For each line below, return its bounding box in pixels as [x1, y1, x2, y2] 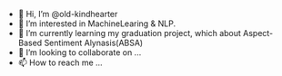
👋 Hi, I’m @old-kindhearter [17, 9, 118, 19]
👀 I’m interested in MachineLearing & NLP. [17, 18, 176, 29]
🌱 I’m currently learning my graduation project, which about [17, 28, 241, 38]
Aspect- [242, 28, 274, 38]
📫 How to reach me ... [17, 57, 103, 68]
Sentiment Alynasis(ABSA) [44, 37, 144, 48]
